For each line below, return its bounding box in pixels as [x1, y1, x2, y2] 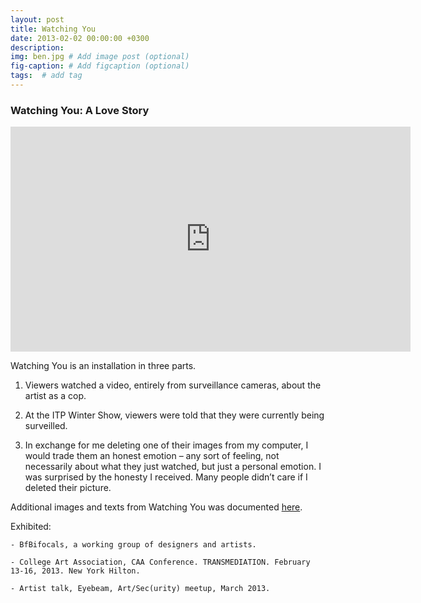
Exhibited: [10, 521, 52, 533]
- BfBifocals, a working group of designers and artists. [10, 540, 257, 550]
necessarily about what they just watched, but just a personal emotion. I [24, 461, 322, 473]
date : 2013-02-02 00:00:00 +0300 [10, 33, 150, 43]
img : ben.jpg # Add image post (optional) [10, 52, 190, 62]
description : [10, 42, 65, 53]
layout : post [10, 14, 65, 25]
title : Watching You [10, 24, 97, 34]
